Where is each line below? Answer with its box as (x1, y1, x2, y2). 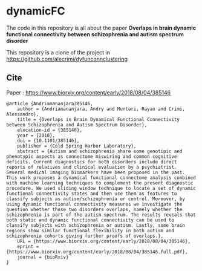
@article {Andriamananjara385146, (6, 100, 94, 106)
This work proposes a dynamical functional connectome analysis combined (6, 174, 197, 181)
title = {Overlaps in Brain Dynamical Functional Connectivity (17, 116, 180, 122)
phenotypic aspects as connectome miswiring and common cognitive (6, 153, 177, 160)
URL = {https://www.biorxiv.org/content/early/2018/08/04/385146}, (17, 238, 191, 244)
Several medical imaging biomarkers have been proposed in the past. (6, 169, 186, 175)
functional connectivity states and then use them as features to (6, 191, 177, 197)
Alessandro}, (6, 111, 39, 117)
